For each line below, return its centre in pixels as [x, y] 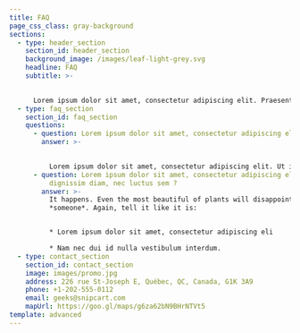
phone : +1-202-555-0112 [70, 290]
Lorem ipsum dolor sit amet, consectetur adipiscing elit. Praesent [163, 100]
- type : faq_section [55, 108]
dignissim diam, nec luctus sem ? [113, 183]
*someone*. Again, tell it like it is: [123, 208]
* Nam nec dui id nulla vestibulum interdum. [135, 248]
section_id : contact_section [79, 265]
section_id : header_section [77, 51]
